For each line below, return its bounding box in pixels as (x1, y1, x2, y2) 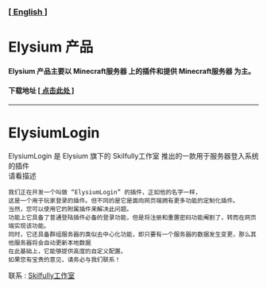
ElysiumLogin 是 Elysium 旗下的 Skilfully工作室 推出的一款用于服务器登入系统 (8, 151, 259, 160)
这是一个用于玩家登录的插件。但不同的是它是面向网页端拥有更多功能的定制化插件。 (8, 197, 239, 205)
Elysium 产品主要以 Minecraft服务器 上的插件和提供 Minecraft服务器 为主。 (8, 66, 256, 75)
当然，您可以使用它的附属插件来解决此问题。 (8, 205, 133, 213)
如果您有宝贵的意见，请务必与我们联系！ (8, 255, 121, 263)
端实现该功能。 (8, 221, 50, 230)
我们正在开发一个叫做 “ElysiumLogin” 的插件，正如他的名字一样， (8, 188, 202, 196)
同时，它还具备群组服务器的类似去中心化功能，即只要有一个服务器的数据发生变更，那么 (8, 230, 251, 238)
